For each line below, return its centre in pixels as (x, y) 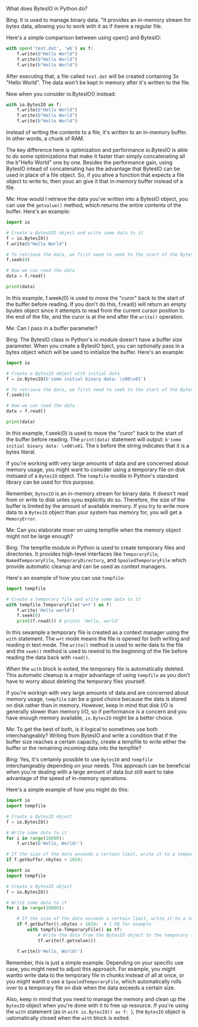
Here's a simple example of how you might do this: (67, 790)
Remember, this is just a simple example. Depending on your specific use (95, 962)
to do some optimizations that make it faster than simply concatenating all (96, 156)
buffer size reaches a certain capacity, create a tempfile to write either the (96, 742)
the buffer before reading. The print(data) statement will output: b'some (94, 439)
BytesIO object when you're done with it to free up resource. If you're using (97, 1005)
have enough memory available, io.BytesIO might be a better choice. (90, 718)
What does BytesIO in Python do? (47, 9)
